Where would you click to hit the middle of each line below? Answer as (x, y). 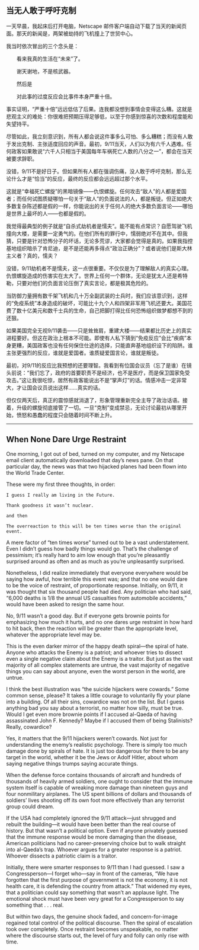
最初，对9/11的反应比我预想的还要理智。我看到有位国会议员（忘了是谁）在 (97, 365)
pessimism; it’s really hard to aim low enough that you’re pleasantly (88, 555)
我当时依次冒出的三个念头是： (42, 46)
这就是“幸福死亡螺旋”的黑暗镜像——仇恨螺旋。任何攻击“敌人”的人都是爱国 (96, 191)
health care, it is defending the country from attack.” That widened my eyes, (99, 886)
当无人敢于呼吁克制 (41, 11)
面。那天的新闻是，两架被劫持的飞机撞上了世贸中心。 (71, 33)
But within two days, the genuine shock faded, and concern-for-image (92, 916)
